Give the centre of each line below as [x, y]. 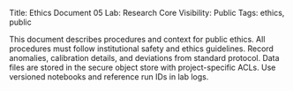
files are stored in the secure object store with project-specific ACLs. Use [143, 67]
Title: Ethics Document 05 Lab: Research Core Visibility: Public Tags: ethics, [147, 13]
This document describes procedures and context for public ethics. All [137, 39]
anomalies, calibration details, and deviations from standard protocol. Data [144, 58]
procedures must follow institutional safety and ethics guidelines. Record [141, 49]
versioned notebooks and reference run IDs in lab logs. [109, 77]
